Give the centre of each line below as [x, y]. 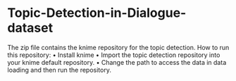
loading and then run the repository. [59, 70]
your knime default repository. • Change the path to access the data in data [117, 62]
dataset [30, 28]
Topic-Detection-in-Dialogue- [97, 13]
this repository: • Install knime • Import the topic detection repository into [114, 55]
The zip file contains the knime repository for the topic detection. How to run [118, 47]
